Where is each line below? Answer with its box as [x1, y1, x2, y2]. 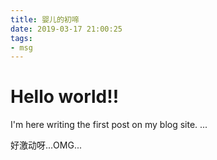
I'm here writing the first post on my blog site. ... [10, 119, 208, 131]
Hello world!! [10, 86, 120, 108]
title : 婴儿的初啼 [10, 14, 80, 25]
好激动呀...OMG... [10, 139, 82, 151]
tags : [10, 33, 33, 43]
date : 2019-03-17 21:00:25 [10, 24, 123, 34]
